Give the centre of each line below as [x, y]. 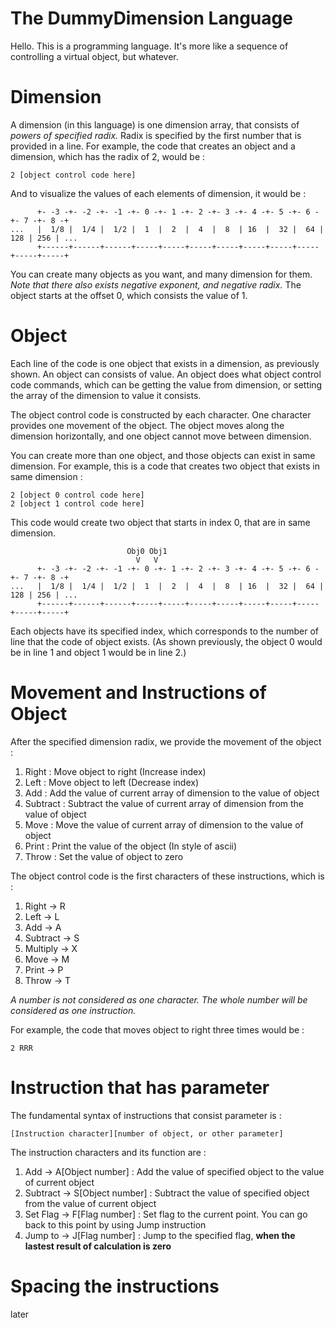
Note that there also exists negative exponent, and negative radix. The [156, 284]
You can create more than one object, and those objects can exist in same [163, 455]
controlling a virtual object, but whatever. [94, 56]
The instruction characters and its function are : [108, 1152]
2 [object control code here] [73, 175]
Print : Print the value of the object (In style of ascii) [131, 846]
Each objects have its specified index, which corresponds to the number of [165, 631]
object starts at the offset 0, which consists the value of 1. [129, 295]
